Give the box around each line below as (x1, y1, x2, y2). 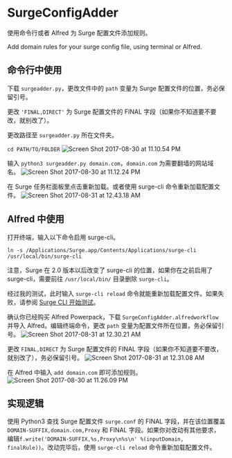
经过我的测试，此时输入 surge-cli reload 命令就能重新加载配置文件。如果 (7, 289, 218, 297)
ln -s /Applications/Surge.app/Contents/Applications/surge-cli (7, 247, 197, 254)
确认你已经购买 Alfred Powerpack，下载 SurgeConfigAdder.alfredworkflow (7, 312, 219, 321)
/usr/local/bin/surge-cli (7, 253, 82, 260)
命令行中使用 (7, 64, 62, 76)
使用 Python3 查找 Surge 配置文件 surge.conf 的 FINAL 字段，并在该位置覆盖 (7, 417, 226, 425)
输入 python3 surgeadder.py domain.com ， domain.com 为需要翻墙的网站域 (7, 159, 214, 167)
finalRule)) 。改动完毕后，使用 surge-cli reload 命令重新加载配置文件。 (7, 443, 216, 452)
